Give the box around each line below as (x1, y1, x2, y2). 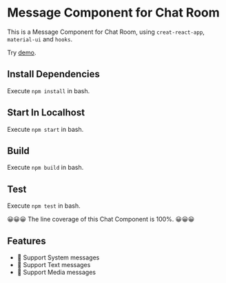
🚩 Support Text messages (17, 261, 91, 269)
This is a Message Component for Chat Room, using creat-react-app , (7, 28, 205, 36)
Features (7, 235, 46, 246)
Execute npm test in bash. (7, 202, 81, 210)
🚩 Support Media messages (17, 268, 96, 276)
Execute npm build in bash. (7, 164, 84, 172)
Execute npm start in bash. (7, 125, 84, 133)
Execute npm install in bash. (7, 86, 90, 95)
